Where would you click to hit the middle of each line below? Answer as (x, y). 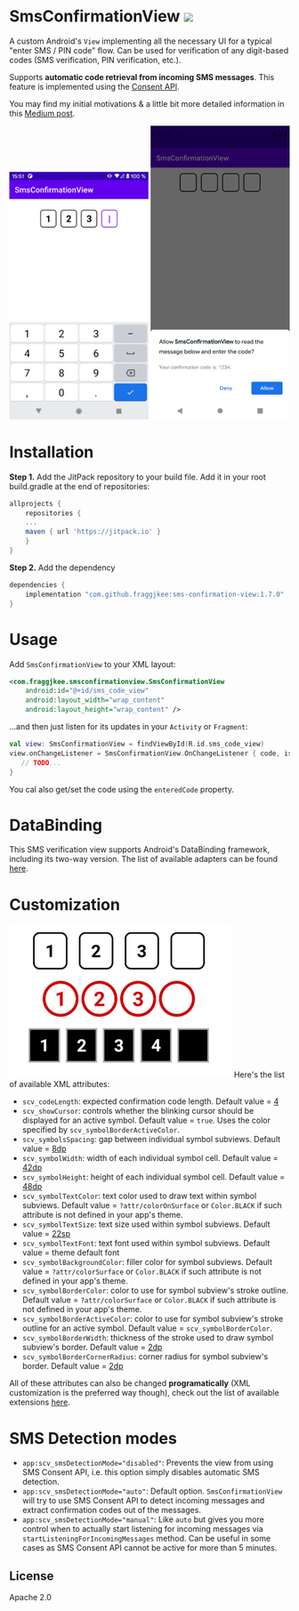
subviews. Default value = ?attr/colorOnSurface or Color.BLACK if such (152, 1205)
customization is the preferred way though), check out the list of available (144, 1393)
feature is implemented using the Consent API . (94, 86)
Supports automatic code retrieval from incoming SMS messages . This (142, 77)
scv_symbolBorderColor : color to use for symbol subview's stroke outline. (155, 1291)
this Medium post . (42, 113)
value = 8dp (44, 1148)
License (32, 1576)
